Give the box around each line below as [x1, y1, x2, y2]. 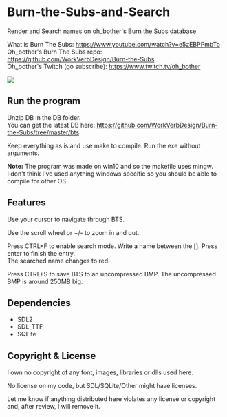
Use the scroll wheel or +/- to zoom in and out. [7, 228, 140, 236]
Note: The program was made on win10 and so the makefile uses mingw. [7, 162, 213, 170]
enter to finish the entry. [7, 249, 76, 257]
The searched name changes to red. [7, 256, 110, 265]
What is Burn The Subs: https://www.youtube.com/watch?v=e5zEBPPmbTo [7, 40, 220, 48]
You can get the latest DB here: [7, 121, 96, 129]
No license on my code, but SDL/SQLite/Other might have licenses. [7, 382, 197, 390]
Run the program [7, 95, 81, 107]
